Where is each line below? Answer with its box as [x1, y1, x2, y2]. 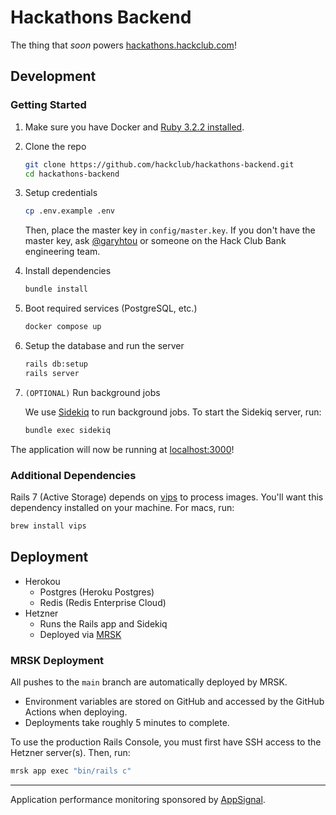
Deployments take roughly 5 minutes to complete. [24, 716, 230, 728]
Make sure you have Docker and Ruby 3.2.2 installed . [24, 121, 245, 133]
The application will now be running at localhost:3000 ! [10, 443, 235, 455]
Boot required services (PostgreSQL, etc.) [24, 302, 198, 315]
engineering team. [24, 246, 101, 258]
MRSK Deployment [10, 653, 105, 667]
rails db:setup [24, 359, 89, 369]
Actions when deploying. [24, 706, 128, 718]
